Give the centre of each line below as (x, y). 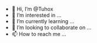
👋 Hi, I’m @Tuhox (32, 9)
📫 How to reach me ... (39, 34)
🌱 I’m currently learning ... (43, 21)
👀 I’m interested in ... (36, 15)
